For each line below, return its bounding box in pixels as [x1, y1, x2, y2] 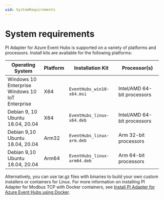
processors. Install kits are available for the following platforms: [5, 50, 132, 55]
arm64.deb [69, 158, 92, 163]
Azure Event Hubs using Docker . [5, 189, 70, 195]
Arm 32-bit [118, 131, 145, 138]
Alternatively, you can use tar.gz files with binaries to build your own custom [5, 174, 159, 179]
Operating [11, 61, 36, 68]
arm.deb [69, 138, 87, 143]
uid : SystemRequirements [5, 7, 56, 12]
